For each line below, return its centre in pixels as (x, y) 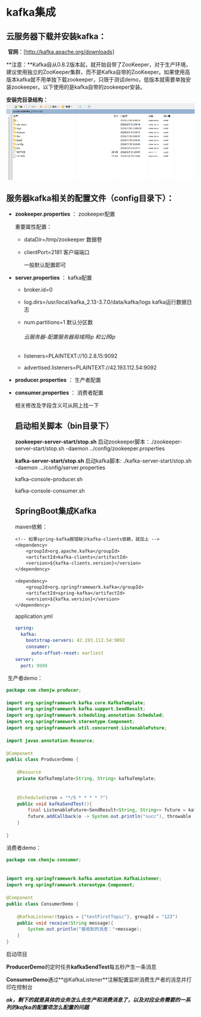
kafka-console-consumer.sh (50, 491)
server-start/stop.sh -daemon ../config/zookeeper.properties (90, 448)
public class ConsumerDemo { (42, 904)
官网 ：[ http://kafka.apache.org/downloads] (61, 52)
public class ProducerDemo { (42, 760)
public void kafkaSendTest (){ (55, 804)
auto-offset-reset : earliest (67, 653)
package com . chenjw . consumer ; (44, 860)
